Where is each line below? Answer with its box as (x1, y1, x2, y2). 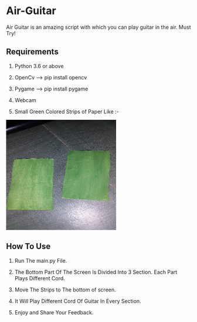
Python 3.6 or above (14, 62, 64, 69)
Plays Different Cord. (14, 274, 66, 281)
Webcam (14, 96, 36, 103)
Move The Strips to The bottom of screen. (14, 286, 116, 293)
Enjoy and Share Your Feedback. (14, 308, 94, 316)
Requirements (6, 47, 59, 57)
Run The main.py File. (14, 257, 67, 264)
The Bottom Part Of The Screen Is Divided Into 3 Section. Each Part (14, 269, 178, 276)
